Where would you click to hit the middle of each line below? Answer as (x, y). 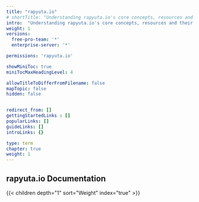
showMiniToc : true (29, 66)
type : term (20, 143)
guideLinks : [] (25, 127)
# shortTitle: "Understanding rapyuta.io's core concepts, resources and (100, 17)
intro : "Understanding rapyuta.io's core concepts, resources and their (100, 23)
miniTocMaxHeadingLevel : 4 (40, 72)
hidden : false (24, 94)
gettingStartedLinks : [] (38, 116)
